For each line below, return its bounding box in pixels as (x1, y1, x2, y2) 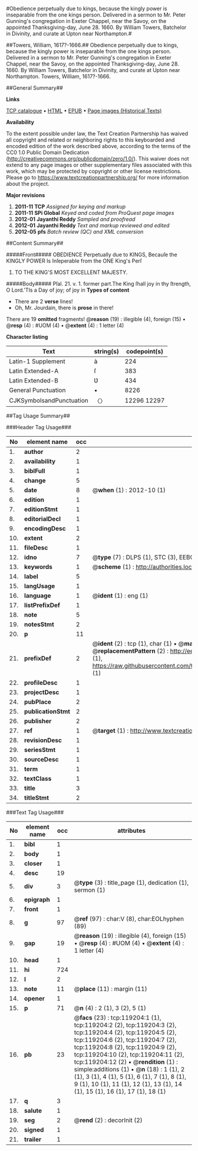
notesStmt (24, 620, 54, 628)
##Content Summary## (6, 240, 64, 247)
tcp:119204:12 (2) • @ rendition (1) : (74, 1058, 179, 1066)
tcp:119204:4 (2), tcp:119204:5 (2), (74, 1028, 177, 1036)
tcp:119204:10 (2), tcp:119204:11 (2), (74, 1051, 184, 1058)
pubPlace (24, 698, 52, 706)
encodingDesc (24, 525, 66, 532)
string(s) (94, 348, 120, 355)
